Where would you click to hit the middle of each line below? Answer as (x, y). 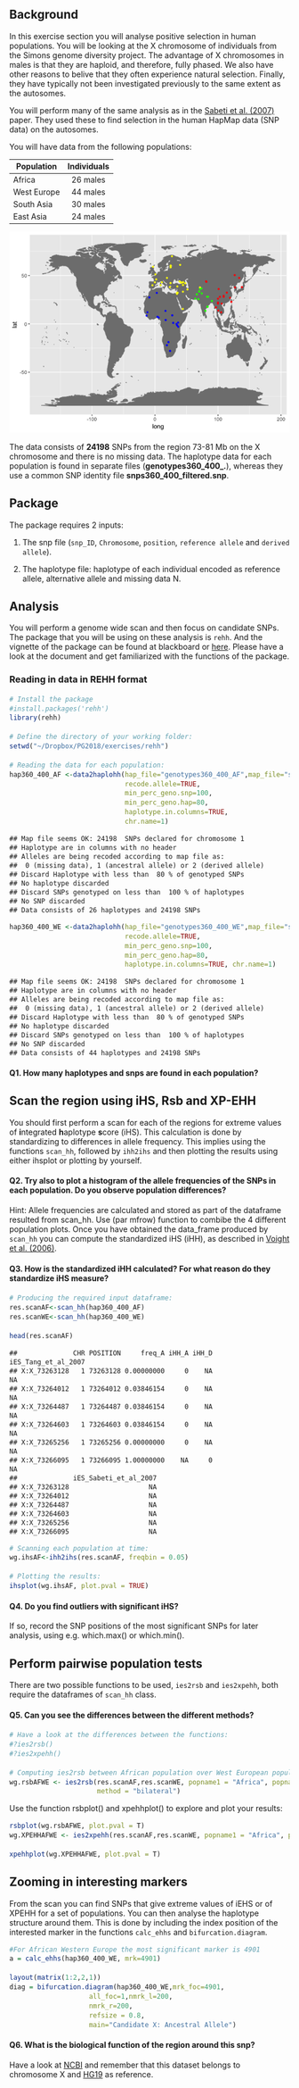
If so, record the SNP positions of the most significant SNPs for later (134, 1626)
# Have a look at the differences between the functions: (119, 1735)
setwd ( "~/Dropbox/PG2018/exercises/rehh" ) (89, 746)
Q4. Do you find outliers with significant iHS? (94, 1606)
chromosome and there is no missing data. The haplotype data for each (141, 456)
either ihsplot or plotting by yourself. (76, 1160)
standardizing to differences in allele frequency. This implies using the (137, 1141)
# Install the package (51, 699)
